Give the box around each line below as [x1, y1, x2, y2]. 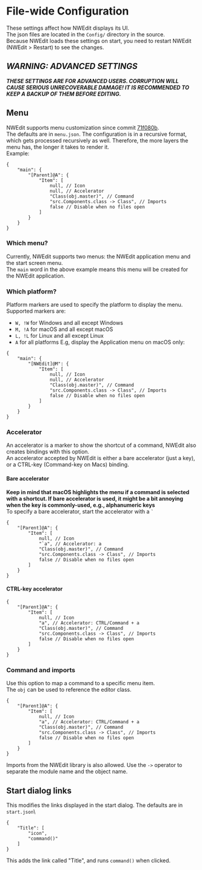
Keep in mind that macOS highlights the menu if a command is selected [6, 488, 190, 495]
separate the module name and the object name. [6, 768, 128, 775]
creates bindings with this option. [6, 448, 90, 455]
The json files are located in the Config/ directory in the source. [6, 30, 165, 38]
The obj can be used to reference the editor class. [6, 686, 132, 694]
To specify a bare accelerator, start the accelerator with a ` [6, 507, 154, 515]
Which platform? [6, 287, 57, 295]
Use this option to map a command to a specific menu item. [6, 680, 155, 687]
